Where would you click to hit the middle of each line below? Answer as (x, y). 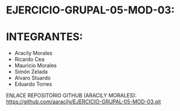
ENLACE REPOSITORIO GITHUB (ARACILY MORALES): (71, 96)
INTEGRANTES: (44, 37)
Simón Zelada (31, 72)
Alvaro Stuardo (32, 78)
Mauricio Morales (36, 65)
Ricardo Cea (30, 60)
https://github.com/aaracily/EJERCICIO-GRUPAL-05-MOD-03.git (84, 102)
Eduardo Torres (33, 84)
